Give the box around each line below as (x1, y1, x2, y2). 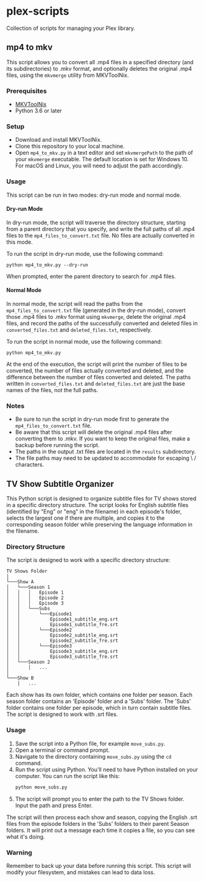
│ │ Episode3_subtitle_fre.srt (6, 654, 119, 660)
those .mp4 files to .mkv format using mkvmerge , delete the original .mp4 (6, 313, 186, 321)
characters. (15, 461, 44, 468)
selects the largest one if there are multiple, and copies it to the (6, 514, 165, 522)
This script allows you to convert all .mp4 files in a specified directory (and (6, 58, 194, 65)
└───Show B (6, 675, 34, 682)
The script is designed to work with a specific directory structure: (6, 556, 171, 564)
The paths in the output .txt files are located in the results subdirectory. (15, 448, 196, 456)
